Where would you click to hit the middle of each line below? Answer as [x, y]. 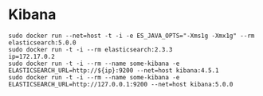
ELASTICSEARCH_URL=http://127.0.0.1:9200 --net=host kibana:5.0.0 [121, 84]
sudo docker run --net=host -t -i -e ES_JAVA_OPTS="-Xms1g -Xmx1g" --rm [131, 36]
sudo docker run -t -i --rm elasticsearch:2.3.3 [90, 49]
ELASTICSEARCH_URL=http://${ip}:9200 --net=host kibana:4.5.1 [114, 70]
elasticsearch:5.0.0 [43, 42]
